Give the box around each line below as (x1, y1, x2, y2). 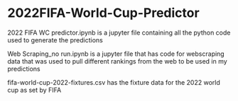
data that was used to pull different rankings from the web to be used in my (7, 57, 227, 65)
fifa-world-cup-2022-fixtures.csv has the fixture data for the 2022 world (7, 78, 220, 86)
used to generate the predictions (7, 35, 103, 44)
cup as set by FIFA (7, 85, 62, 94)
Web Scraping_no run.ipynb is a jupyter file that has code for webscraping (7, 49, 225, 58)
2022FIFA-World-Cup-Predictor (7, 5, 200, 21)
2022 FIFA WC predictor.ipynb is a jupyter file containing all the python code (7, 28, 231, 37)
